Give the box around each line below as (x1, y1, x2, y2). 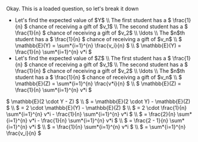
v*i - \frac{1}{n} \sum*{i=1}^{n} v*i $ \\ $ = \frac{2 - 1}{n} (29, 117, 169, 124)
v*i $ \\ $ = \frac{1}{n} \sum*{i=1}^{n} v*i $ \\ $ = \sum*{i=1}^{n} (29, 124, 186, 130)
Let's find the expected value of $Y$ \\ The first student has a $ (14, 17, 172, 23)
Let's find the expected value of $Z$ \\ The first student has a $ (14, 55, 171, 61)
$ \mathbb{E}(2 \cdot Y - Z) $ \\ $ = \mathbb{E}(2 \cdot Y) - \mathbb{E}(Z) (6, 98, 191, 105)
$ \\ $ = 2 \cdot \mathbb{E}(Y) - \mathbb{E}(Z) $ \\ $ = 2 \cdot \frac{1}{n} (6, 104, 187, 111)
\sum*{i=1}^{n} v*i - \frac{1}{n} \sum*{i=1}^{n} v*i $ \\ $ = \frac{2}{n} (6, 110, 176, 118)
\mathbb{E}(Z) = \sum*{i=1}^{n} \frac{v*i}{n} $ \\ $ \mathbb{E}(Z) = (14, 80, 182, 87)
